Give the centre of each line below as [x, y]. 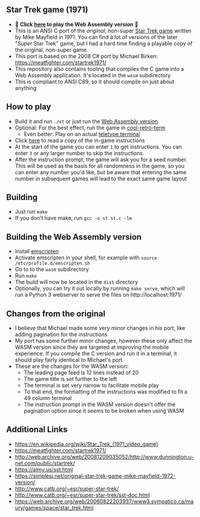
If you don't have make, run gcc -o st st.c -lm [73, 218]
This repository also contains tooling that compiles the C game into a [99, 69]
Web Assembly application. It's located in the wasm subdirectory [93, 75]
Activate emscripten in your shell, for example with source [86, 258]
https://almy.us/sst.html [44, 469]
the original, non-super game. [51, 50]
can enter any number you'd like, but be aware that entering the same [101, 172]
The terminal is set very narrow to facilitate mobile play [91, 385]
